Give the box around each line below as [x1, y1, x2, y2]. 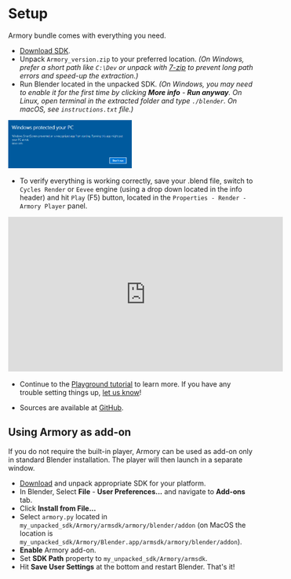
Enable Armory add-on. [19, 545, 96, 555]
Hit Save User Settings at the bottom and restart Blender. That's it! [19, 562, 235, 571]
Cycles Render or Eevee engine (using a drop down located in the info [19, 184, 242, 193]
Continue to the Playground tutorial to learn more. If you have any [19, 379, 231, 389]
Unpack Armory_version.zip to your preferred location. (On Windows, [19, 54, 245, 64]
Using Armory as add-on [8, 426, 132, 439]
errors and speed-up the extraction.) [19, 71, 139, 80]
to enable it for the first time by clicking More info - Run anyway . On [19, 87, 242, 97]
